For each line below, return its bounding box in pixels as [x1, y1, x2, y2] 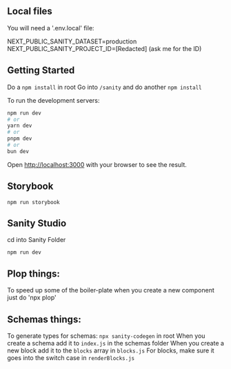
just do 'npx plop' [7, 293, 57, 302]
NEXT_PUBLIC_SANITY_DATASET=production [7, 37, 137, 46]
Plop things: [7, 268, 61, 279]
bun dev [7, 148, 30, 154]
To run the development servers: [7, 96, 100, 104]
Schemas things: [7, 313, 81, 325]
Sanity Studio [7, 217, 67, 229]
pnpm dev [7, 135, 32, 142]
